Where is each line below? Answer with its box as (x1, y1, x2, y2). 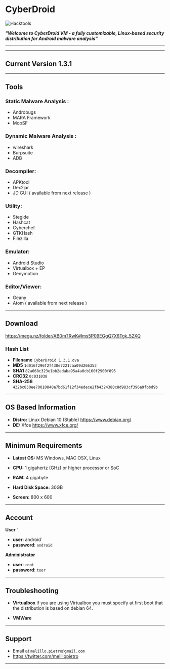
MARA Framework (12, 115, 51, 121)
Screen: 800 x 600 (12, 494, 53, 500)
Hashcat (12, 219, 30, 226)
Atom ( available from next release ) (12, 300, 88, 306)
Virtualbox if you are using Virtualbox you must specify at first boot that (12, 600, 163, 606)
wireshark (12, 144, 34, 150)
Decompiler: (5, 168, 36, 175)
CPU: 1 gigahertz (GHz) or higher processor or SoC (12, 465, 120, 471)
